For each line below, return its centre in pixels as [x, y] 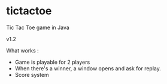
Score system [32, 74]
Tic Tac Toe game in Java [38, 27]
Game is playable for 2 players [52, 62]
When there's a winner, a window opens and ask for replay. [88, 68]
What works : [22, 50]
